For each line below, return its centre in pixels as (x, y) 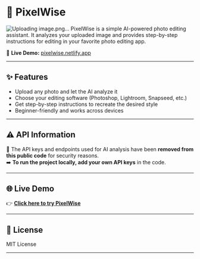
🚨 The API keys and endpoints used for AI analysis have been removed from (100, 149)
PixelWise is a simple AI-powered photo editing (128, 29)
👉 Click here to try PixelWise (43, 203)
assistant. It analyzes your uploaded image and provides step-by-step (92, 35)
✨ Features (27, 77)
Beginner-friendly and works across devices (69, 110)
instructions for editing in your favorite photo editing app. (76, 41)
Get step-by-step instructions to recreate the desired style (86, 104)
